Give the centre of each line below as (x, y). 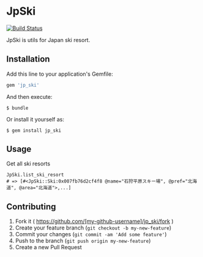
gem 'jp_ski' (23, 85)
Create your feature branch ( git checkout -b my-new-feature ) (93, 228)
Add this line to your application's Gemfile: (60, 74)
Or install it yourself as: (35, 119)
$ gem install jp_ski (34, 130)
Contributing (31, 207)
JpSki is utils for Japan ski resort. (48, 40)
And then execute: (29, 96)
